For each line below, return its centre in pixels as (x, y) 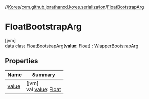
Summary (44, 74)
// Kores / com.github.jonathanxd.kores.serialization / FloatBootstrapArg (74, 7)
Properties (22, 61)
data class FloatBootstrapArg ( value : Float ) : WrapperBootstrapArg (72, 46)
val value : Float (44, 89)
